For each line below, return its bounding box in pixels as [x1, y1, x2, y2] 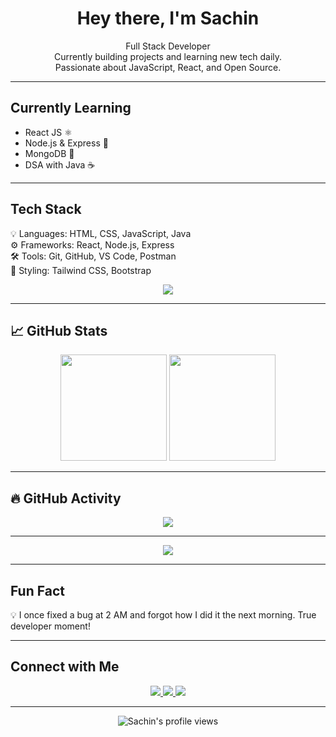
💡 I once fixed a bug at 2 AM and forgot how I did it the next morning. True [10, 609, 317, 621]
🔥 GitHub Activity [10, 490, 122, 507]
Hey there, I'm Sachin [76, 7, 260, 30]
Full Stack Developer [125, 40, 211, 52]
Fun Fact [10, 582, 65, 599]
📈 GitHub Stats [10, 322, 108, 339]
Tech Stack [10, 201, 82, 218]
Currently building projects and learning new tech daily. [53, 50, 283, 62]
